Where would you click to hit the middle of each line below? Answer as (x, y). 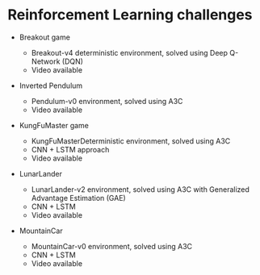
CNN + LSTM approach (70, 149)
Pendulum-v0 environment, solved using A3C (107, 101)
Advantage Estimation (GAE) (78, 198)
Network (46, 61)
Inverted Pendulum (51, 85)
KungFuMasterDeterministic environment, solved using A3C (131, 141)
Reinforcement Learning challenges (130, 15)
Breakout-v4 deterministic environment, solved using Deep (129, 52)
